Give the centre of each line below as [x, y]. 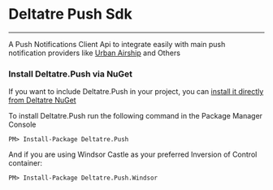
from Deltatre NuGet [42, 100]
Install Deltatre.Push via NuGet [70, 74]
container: [26, 163]
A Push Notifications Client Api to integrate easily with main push [117, 44]
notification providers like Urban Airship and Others [95, 53]
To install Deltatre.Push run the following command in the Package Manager [135, 116]
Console [22, 125]
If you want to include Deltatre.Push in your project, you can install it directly [136, 92]
